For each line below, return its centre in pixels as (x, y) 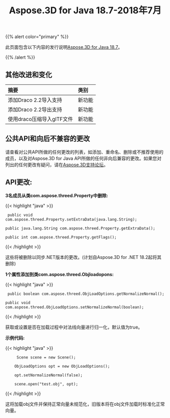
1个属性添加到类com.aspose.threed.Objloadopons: (60, 274)
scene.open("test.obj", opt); (46, 384)
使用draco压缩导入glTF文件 (41, 119)
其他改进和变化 (29, 74)
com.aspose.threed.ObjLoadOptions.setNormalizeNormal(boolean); (75, 307)
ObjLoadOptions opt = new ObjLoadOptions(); (62, 366)
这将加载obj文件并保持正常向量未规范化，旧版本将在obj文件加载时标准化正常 (85, 404)
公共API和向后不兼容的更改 (48, 139)
